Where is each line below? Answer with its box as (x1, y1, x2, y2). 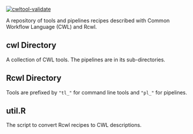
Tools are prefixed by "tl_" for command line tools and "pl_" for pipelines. (6, 89, 187, 96)
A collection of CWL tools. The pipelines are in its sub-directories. (6, 56, 166, 63)
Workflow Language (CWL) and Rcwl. (6, 24, 97, 30)
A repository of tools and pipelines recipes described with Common (6, 17, 170, 24)
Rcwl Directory (6, 73, 62, 83)
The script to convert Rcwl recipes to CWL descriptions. (6, 122, 142, 129)
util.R (6, 106, 26, 116)
